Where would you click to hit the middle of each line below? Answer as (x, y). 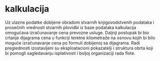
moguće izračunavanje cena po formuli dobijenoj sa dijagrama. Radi (73, 43)
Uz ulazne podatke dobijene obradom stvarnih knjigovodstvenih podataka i (80, 22)
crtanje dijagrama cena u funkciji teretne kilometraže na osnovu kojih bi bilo (80, 38)
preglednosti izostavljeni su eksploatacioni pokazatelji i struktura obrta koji (79, 48)
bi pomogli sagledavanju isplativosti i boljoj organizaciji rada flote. (70, 53)
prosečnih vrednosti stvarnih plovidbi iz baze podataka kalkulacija (71, 27)
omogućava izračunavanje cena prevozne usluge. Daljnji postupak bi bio (77, 32)
